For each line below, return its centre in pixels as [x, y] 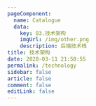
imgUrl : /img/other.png [55, 40]
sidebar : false [29, 72]
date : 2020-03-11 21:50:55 [47, 59]
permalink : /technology [42, 66]
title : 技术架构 [29, 53]
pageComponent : [29, 14]
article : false [29, 78]
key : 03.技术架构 [43, 33]
